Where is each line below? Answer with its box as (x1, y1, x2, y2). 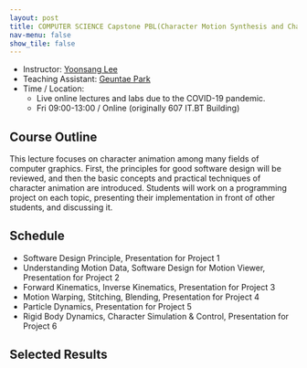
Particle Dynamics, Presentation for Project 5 (22, 300, 192, 311)
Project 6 (22, 321, 58, 331)
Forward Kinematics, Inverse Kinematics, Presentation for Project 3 (22, 281, 276, 292)
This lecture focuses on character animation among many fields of (9, 153, 259, 164)
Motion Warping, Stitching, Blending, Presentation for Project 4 (22, 291, 260, 302)
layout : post (9, 13, 59, 23)
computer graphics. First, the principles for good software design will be (9, 163, 281, 174)
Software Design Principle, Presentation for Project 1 (22, 252, 221, 263)
